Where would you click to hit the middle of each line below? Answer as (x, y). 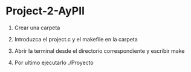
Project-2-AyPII (45, 11)
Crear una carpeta (37, 28)
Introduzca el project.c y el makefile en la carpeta (76, 39)
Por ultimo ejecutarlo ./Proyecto (54, 62)
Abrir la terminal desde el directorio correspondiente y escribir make (99, 51)
